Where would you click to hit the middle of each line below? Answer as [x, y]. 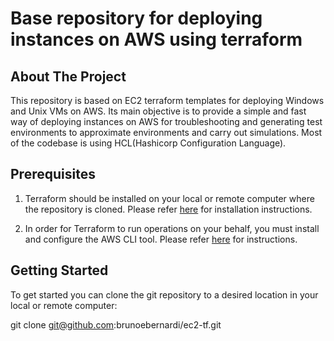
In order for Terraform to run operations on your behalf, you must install [172, 228]
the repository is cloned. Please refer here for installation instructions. [168, 209]
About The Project [68, 76]
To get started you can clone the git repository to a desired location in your [164, 294]
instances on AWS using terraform [156, 39]
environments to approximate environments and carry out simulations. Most [166, 132]
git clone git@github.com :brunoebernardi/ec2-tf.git [116, 324]
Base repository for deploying [136, 18]
